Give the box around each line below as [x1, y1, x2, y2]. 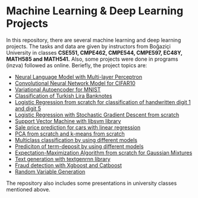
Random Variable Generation [14, 168, 86, 175]
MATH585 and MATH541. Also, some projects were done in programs [6, 55, 178, 62]
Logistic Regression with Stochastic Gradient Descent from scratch [14, 111, 180, 118]
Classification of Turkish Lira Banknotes [14, 92, 112, 99]
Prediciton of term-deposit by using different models [14, 143, 144, 150]
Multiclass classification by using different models [14, 136, 138, 143]
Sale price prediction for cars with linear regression [14, 124, 141, 131]
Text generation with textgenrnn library [14, 155, 111, 162]
